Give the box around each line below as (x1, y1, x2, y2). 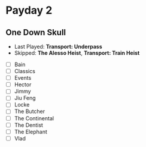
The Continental (14, 114, 54, 122)
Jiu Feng (14, 95, 36, 102)
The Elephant (14, 128, 47, 135)
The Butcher (14, 108, 45, 115)
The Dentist (14, 121, 43, 129)
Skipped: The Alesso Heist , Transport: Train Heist (14, 49, 140, 57)
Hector (14, 81, 32, 88)
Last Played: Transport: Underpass (14, 43, 102, 50)
